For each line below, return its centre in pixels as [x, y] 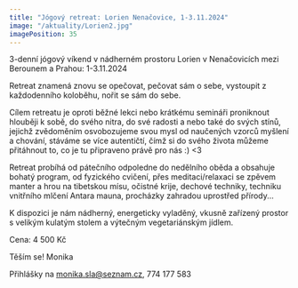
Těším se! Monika [41, 257]
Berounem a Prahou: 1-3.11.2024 [68, 68]
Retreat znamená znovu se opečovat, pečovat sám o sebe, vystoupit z [138, 86]
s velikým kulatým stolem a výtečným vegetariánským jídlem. [121, 222]
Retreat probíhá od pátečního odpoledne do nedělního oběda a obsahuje [142, 168]
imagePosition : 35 [43, 34]
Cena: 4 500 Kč [38, 240]
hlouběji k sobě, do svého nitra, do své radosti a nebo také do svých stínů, [145, 122]
